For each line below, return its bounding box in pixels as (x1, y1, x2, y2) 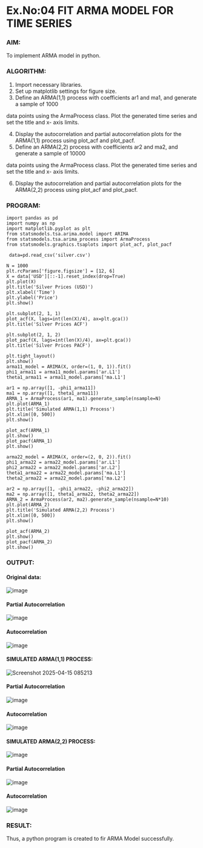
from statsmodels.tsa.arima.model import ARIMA (6, 231, 129, 237)
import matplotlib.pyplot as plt (6, 226, 91, 232)
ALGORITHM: (6, 67, 47, 76)
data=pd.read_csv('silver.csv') (8, 253, 91, 259)
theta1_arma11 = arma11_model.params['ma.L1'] (6, 375, 126, 381)
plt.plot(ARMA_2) (6, 502, 50, 508)
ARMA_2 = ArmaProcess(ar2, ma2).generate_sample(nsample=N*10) (6, 497, 170, 503)
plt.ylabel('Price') (6, 295, 59, 301)
